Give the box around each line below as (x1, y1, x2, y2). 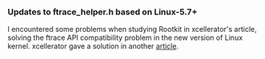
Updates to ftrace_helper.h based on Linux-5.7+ (7, 6, 198, 18)
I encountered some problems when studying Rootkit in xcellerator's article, (7, 25, 257, 34)
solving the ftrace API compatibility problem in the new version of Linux (7, 33, 243, 42)
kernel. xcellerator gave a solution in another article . (7, 41, 179, 51)
